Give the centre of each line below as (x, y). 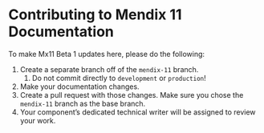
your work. (38, 120)
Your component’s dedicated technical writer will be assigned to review (138, 112)
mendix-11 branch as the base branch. (83, 103)
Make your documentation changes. (79, 87)
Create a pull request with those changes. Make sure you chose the (132, 95)
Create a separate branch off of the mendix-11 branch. (109, 69)
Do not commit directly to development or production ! (119, 78)
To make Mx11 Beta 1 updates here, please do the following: (107, 54)
